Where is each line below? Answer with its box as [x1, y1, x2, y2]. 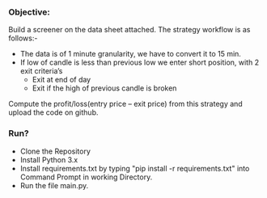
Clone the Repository [19, 146, 91, 156]
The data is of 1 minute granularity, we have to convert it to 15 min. [19, 49, 241, 59]
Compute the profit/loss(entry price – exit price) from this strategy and [8, 99, 243, 109]
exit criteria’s [19, 66, 63, 76]
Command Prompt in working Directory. [19, 172, 153, 182]
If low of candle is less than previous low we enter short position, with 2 [19, 57, 260, 67]
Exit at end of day [32, 75, 91, 85]
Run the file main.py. [19, 180, 89, 190]
